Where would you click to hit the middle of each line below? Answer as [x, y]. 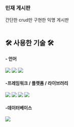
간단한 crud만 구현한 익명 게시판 [37, 20]
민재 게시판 [18, 8]
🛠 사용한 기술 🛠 [30, 43]
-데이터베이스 [18, 108]
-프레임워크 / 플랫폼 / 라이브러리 [37, 83]
